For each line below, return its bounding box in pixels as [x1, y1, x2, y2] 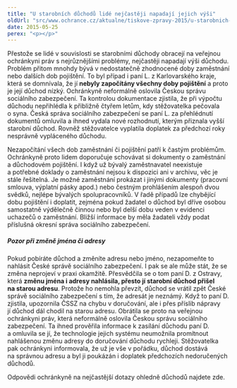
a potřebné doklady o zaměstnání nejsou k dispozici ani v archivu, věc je [7, 168, 219, 176]
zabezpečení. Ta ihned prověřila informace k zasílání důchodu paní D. [7, 322, 209, 330]
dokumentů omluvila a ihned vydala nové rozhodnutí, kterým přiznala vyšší [7, 117, 224, 126]
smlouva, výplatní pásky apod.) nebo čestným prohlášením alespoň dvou [7, 183, 220, 191]
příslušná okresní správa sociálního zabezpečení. [7, 220, 150, 229]
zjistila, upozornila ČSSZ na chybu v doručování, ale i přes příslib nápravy [7, 299, 221, 308]
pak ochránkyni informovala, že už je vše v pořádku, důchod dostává [7, 344, 208, 353]
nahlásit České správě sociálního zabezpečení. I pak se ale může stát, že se [7, 262, 228, 270]
